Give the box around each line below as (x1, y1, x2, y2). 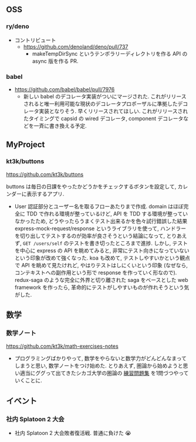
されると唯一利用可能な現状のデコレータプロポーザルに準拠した (23, 100, 178, 107)
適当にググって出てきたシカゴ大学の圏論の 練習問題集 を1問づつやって (19, 370, 189, 377)
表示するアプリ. (26, 190, 65, 197)
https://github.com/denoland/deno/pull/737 (23, 43, 129, 50)
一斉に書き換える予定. (33, 122, 87, 129)
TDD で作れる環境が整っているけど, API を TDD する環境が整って (26, 210, 183, 217)
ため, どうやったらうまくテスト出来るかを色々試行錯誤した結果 (35, 217, 188, 224)
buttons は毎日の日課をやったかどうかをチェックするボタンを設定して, (6, 182, 177, 190)
